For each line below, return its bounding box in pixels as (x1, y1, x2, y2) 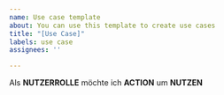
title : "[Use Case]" (9, 29, 86, 38)
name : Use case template (9, 12, 101, 22)
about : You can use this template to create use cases (9, 21, 216, 30)
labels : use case (9, 37, 73, 47)
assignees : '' (9, 46, 62, 55)
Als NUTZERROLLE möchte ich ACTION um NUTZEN (9, 77, 204, 88)
